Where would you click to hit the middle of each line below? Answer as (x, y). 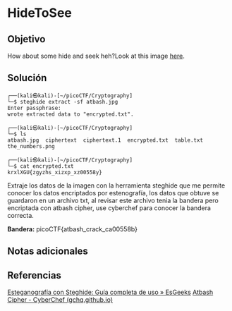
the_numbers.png (31, 146)
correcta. (20, 215)
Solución (27, 78)
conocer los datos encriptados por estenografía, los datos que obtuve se (113, 193)
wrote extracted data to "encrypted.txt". (71, 114)
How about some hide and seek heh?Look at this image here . (96, 56)
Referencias (35, 275)
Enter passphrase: (34, 108)
